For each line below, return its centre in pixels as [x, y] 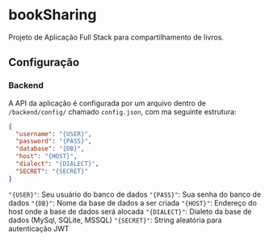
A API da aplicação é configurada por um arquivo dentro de [107, 103]
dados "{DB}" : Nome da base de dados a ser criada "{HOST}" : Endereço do [132, 202]
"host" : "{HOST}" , [47, 156]
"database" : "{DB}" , [50, 149]
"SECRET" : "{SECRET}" [52, 171]
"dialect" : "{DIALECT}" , [57, 164]
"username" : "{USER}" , [54, 134]
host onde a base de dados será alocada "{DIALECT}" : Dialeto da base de [130, 211]
